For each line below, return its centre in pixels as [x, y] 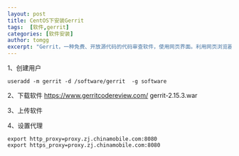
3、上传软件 [25, 110]
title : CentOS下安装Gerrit [46, 21]
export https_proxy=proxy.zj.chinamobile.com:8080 [84, 145]
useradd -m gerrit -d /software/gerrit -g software [87, 82]
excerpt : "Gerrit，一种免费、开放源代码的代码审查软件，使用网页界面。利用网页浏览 [118, 47]
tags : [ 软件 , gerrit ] [38, 27]
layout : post [27, 14]
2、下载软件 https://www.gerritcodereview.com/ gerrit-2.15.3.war [102, 95]
